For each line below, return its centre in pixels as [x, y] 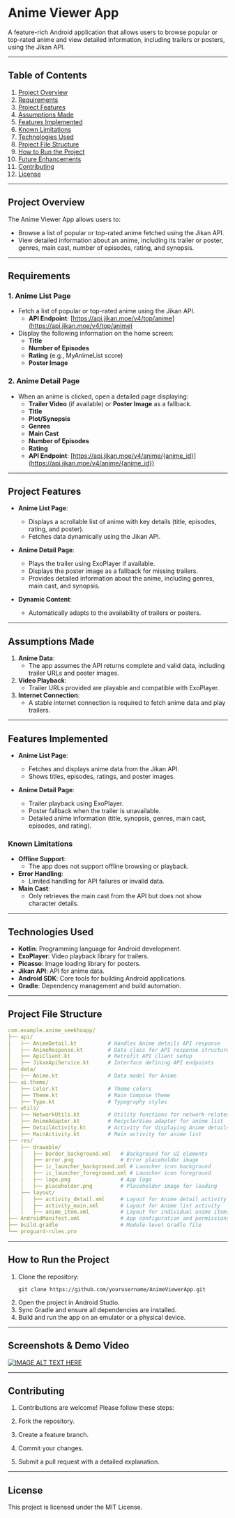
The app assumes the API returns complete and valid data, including [127, 666]
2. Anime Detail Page [44, 381]
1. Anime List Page [39, 296]
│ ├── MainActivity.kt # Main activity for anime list [105, 1134]
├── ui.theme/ [29, 1082]
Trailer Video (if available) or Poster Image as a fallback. [110, 403]
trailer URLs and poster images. [74, 673]
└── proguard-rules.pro [43, 1232]
